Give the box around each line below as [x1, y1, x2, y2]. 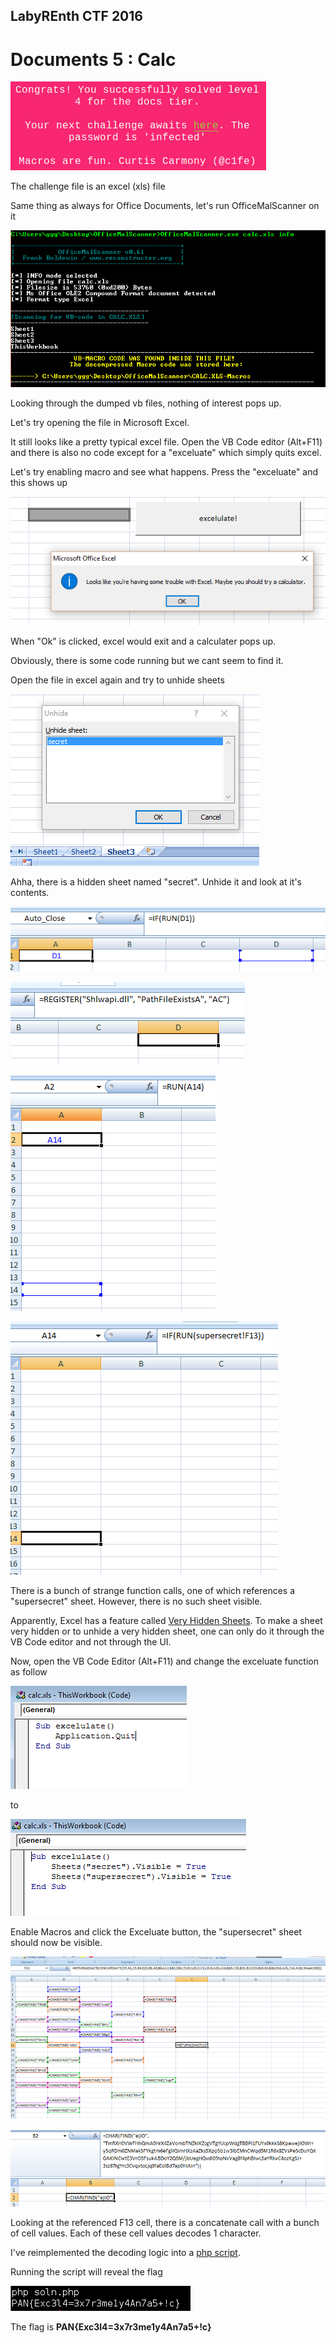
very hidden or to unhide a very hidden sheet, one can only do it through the [10, 1625, 325, 1638]
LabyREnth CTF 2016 [10, 8, 143, 25]
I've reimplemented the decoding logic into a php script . [10, 2246, 241, 2258]
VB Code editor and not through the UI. [10, 1636, 172, 1648]
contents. [10, 887, 50, 899]
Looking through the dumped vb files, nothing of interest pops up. [10, 397, 282, 409]
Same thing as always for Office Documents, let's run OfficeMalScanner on [10, 200, 320, 212]
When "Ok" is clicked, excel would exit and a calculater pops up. [10, 635, 277, 648]
